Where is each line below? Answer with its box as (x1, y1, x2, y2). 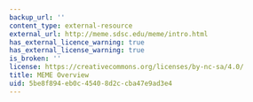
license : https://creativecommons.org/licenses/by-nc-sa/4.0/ (9, 63, 244, 72)
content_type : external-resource (9, 21, 133, 30)
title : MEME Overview (9, 71, 90, 80)
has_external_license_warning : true (9, 46, 145, 55)
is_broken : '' (9, 54, 62, 63)
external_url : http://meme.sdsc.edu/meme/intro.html (9, 29, 209, 38)
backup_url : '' (9, 12, 66, 22)
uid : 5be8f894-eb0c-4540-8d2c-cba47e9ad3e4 (9, 79, 173, 88)
